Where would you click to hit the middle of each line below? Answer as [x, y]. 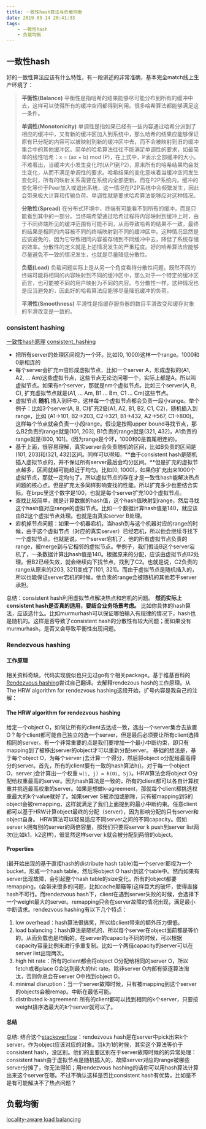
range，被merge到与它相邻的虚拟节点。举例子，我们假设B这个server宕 [105, 546]
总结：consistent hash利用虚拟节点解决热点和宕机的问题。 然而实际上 [94, 598]
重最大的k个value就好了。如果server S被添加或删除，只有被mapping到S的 [100, 796]
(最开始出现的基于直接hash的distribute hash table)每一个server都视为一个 [99, 863]
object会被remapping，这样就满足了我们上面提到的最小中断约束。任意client [102, 804]
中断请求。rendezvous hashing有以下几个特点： [67, 909]
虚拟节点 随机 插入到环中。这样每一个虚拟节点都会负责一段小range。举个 [107, 401]
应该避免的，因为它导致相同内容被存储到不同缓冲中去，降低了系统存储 [110, 239]
